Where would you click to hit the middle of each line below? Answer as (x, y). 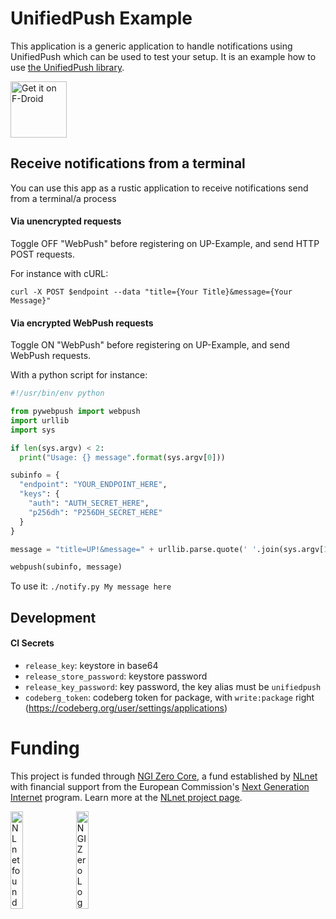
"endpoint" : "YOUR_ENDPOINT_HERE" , (93, 485)
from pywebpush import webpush (75, 412)
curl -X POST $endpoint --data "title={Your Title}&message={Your (151, 292)
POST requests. (43, 254)
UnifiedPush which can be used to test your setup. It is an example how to (163, 56)
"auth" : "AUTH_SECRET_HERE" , (89, 503)
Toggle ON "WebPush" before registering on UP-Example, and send (150, 345)
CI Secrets (32, 643)
